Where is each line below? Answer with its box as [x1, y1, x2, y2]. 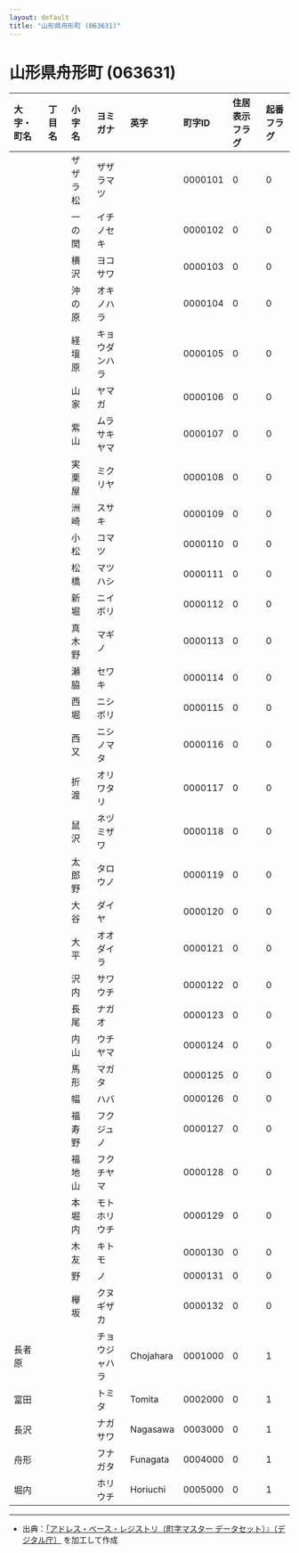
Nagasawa [130, 1423, 175, 1435]
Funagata [130, 1453, 170, 1466]
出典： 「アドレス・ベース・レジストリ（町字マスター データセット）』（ [21, 1524, 279, 1534]
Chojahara [130, 1350, 174, 1362]
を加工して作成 [63, 1534, 118, 1546]
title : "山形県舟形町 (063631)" [9, 21, 122, 30]
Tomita [130, 1394, 159, 1406]
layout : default [9, 12, 69, 22]
